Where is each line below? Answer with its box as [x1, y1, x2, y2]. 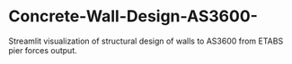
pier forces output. [8, 44, 77, 55]
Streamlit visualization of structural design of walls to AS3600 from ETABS [8, 36, 284, 46]
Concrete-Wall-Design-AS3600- [8, 6, 258, 27]
